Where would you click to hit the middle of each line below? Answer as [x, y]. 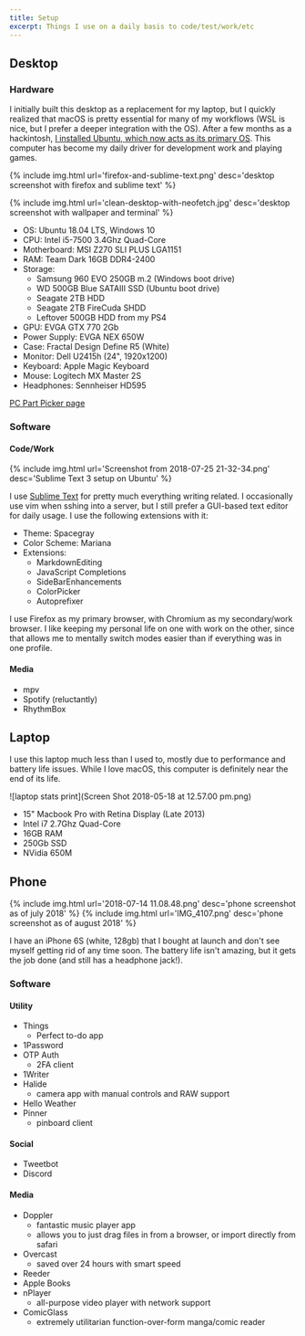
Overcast [40, 1254]
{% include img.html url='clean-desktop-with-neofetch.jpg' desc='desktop [150, 203]
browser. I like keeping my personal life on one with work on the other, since [152, 629]
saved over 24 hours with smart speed [108, 1263]
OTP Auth [41, 1055]
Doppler [38, 1215]
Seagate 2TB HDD [71, 299]
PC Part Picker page [47, 404]
